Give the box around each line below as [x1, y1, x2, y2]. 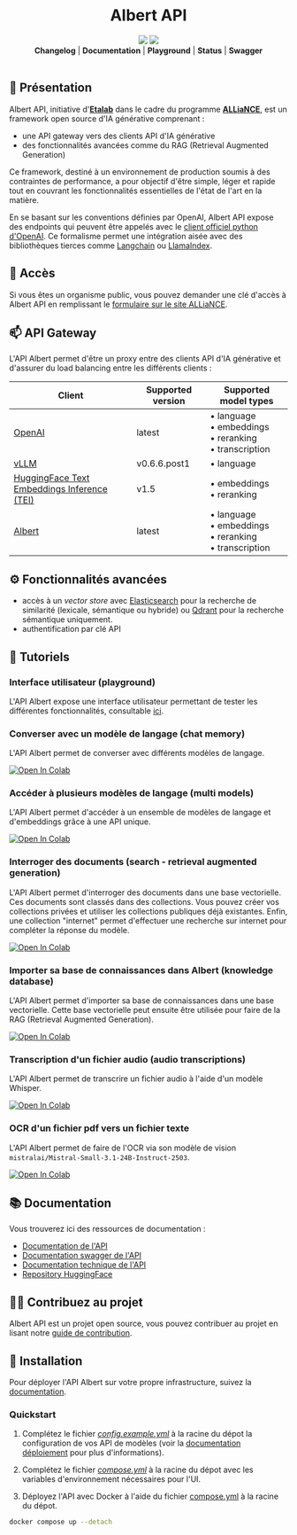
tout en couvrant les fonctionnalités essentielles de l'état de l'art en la [9, 185, 263, 196]
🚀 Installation [9, 1353, 83, 1368]
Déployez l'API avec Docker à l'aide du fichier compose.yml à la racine [21, 1491, 279, 1502]
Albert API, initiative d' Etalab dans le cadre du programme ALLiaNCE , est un [9, 104, 287, 114]
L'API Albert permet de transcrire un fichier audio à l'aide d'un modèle [9, 1073, 263, 1084]
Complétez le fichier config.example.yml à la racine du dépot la [21, 1429, 253, 1439]
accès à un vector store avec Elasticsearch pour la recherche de [21, 596, 257, 606]
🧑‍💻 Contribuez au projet [9, 1295, 143, 1310]
